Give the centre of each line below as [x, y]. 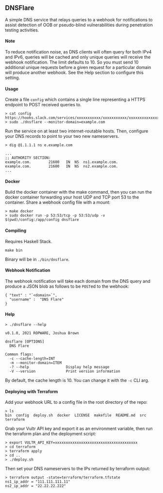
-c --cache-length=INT [32, 359]
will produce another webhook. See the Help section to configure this [74, 73]
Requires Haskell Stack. [29, 241]
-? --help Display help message [59, 367]
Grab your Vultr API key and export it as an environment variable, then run [79, 428]
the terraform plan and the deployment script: [50, 434]
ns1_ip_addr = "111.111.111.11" [38, 482]
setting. [13, 78]
